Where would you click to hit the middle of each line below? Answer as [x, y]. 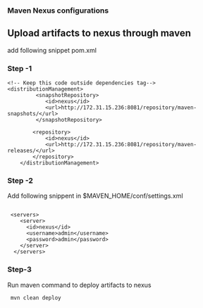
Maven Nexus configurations [58, 11]
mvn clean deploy [36, 297]
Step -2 [20, 180]
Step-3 [19, 269]
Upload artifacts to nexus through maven [99, 33]
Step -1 [20, 68]
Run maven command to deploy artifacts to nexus [79, 285]
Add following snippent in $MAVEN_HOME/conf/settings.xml [95, 196]
